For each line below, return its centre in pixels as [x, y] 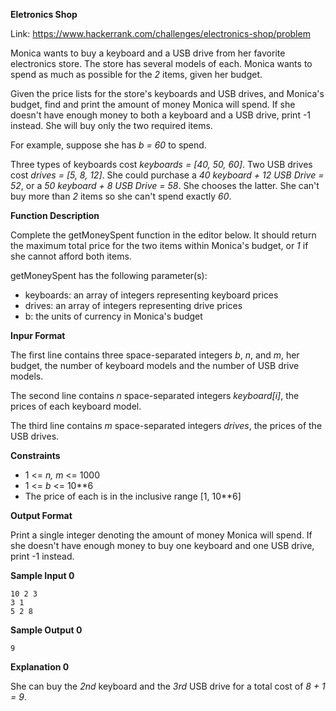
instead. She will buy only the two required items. [111, 125]
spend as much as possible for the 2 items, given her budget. [136, 74]
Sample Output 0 [46, 630]
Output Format [41, 515]
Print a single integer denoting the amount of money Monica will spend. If [161, 535]
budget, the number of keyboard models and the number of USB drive [155, 365]
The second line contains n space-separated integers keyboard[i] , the [155, 395]
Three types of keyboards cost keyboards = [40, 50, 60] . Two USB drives [161, 164]
